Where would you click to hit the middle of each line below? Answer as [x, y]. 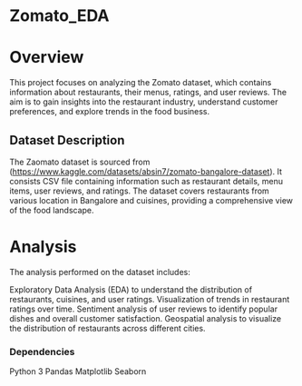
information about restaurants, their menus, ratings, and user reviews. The [148, 93]
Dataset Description [67, 140]
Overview [47, 58]
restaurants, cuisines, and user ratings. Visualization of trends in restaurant [150, 299]
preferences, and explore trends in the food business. [110, 112]
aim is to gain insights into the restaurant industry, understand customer [144, 102]
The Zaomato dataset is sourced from [80, 162]
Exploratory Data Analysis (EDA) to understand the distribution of [131, 289]
